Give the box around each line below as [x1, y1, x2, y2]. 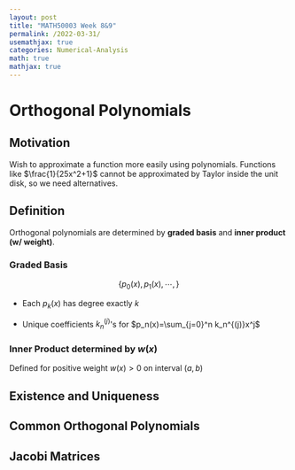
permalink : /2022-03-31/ [9, 29, 101, 38]
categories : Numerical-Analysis [9, 46, 128, 55]
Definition [9, 204, 65, 219]
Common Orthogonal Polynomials [9, 419, 200, 434]
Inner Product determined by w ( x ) [9, 343, 158, 355]
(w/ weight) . [9, 236, 55, 247]
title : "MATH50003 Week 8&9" [9, 21, 117, 30]
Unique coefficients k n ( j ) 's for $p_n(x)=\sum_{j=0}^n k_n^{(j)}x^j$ [21, 317, 260, 332]
